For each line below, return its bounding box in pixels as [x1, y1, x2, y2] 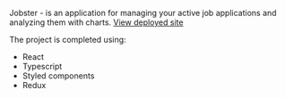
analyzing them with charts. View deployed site [9, 17, 184, 28]
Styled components [22, 70, 95, 81]
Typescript [22, 61, 63, 71]
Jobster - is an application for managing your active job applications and [9, 8, 277, 18]
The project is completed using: [9, 35, 127, 45]
